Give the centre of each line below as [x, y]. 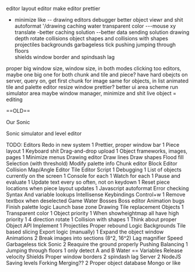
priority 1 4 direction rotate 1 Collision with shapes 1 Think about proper [91, 219]
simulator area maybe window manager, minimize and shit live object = [91, 93]
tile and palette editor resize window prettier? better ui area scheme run [92, 87]
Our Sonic [18, 122]
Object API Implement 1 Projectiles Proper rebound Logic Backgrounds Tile [96, 225]
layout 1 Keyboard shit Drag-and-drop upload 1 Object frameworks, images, [97, 151]
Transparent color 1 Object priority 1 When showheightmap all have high [93, 213]
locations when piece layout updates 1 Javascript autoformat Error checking [97, 188]
